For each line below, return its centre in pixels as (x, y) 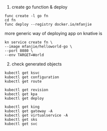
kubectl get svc (21, 124)
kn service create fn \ (29, 42)
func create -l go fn (27, 16)
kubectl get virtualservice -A (36, 115)
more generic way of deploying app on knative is (53, 33)
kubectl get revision (27, 90)
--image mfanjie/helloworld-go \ (38, 47)
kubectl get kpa (21, 94)
